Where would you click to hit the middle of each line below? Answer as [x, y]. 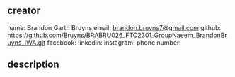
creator [24, 11]
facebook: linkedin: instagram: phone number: [114, 42]
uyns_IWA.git [27, 42]
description [33, 65]
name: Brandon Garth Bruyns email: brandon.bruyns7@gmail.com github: [114, 27]
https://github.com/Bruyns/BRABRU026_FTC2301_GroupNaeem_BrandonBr [117, 35]
